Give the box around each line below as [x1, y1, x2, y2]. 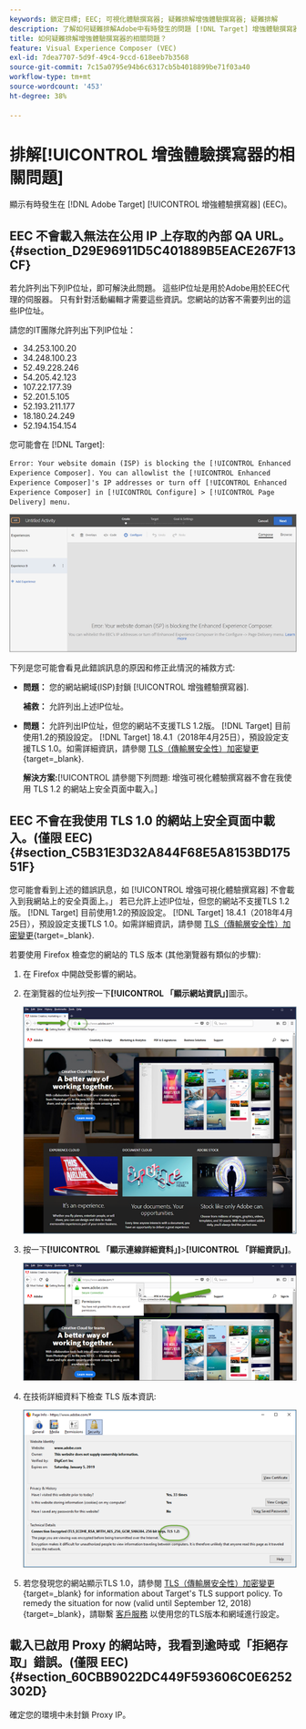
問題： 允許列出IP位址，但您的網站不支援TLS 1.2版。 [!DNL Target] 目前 [22, 721, 291, 731]
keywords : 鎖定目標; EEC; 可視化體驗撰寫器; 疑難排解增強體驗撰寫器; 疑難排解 [9, 15, 279, 24]
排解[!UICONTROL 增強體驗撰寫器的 [9, 144, 280, 165]
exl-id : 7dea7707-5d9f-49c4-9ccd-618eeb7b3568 [9, 53, 189, 63]
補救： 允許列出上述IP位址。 [22, 701, 129, 712]
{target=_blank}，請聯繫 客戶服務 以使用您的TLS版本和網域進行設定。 [22, 1608, 285, 1619]
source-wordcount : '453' [9, 82, 104, 91]
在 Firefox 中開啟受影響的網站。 [22, 968, 142, 979]
